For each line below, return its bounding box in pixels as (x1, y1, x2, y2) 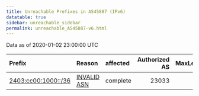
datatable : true (6, 14, 46, 20)
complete (105, 76, 132, 85)
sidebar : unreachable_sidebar (6, 20, 81, 25)
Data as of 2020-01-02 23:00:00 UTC (6, 41, 99, 49)
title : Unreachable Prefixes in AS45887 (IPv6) (6, 8, 126, 15)
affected (105, 59, 130, 68)
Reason (76, 59, 98, 68)
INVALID (76, 73, 99, 81)
